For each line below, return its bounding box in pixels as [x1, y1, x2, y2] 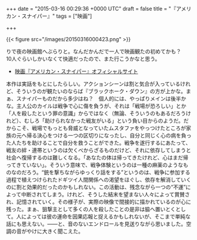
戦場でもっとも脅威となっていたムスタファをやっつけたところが [31, 124, 186, 131]
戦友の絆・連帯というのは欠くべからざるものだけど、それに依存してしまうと [6, 147, 191, 153]
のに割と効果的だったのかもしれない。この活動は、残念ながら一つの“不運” [6, 183, 186, 190]
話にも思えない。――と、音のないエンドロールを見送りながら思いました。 [6, 221, 186, 227]
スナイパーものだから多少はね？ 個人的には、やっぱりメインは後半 [16, 95, 181, 102]
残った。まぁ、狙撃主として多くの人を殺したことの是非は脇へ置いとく [6, 206, 176, 212]
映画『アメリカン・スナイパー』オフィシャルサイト [14, 68, 138, 75]
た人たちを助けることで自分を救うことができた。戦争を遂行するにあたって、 [6, 139, 191, 146]
